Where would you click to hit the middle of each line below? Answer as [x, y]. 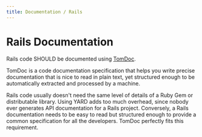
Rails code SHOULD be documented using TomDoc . [71, 59]
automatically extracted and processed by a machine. [73, 83]
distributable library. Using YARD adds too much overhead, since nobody [98, 101]
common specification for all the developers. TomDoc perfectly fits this [95, 121]
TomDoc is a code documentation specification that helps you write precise [101, 70]
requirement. [22, 127]
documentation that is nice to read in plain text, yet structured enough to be [101, 77]
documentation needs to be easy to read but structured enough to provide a [101, 114]
